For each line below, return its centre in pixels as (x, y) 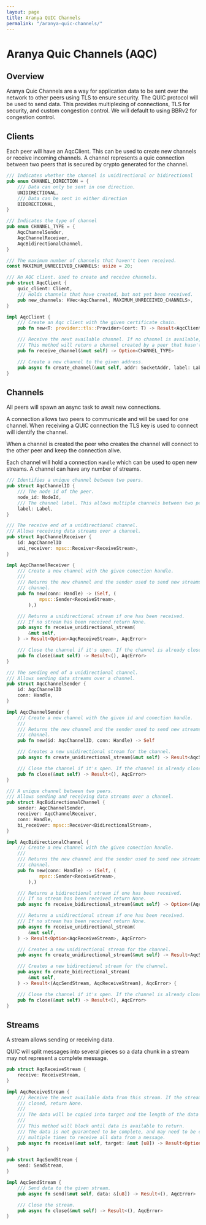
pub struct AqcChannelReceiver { (49, 537)
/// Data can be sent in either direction (72, 198)
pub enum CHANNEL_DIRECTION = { (48, 182)
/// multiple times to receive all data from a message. (92, 1137)
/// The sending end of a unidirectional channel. (72, 673)
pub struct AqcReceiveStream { (46, 1069)
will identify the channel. (37, 432)
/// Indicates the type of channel (52, 221)
